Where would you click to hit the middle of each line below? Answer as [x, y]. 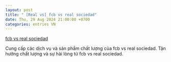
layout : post [19, 10]
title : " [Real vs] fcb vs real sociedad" [51, 15]
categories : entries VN [31, 24]
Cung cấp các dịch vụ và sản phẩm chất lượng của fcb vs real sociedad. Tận [86, 48]
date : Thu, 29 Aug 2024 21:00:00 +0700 [48, 19]
